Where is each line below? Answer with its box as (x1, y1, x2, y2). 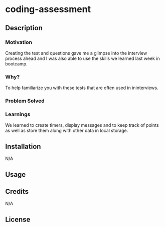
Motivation (5, 39, 33, 46)
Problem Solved (5, 97, 45, 104)
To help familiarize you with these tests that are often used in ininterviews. (5, 85, 158, 91)
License (5, 215, 31, 223)
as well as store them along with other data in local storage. (5, 127, 128, 134)
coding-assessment (5, 4, 91, 15)
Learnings (5, 111, 31, 118)
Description (5, 24, 43, 32)
